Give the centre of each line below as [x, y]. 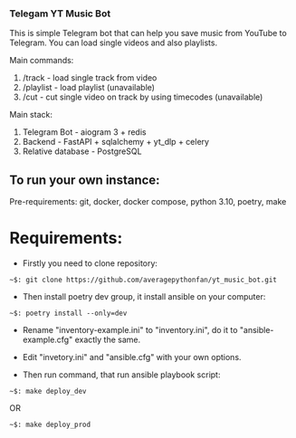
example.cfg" [48, 340]
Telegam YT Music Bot [60, 14]
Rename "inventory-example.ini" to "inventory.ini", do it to [130, 330]
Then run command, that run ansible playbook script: [121, 375]
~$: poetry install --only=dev [68, 314]
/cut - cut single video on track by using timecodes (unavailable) [143, 97]
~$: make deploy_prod [50, 425]
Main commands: [42, 61]
